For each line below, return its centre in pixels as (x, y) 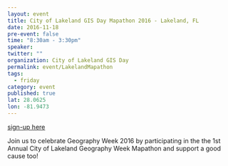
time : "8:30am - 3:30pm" (44, 41)
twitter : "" (25, 54)
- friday (27, 80)
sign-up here (26, 127)
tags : (15, 73)
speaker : (20, 47)
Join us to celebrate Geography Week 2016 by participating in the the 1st (114, 140)
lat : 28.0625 (27, 100)
